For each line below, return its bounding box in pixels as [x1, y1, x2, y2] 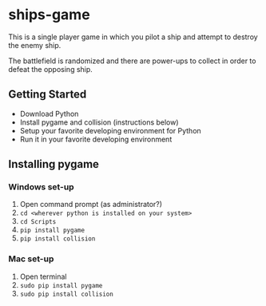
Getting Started [8, 88, 87, 101]
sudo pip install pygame [19, 281, 103, 289]
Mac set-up [8, 253, 54, 264]
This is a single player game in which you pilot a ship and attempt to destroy [8, 32, 258, 42]
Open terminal [19, 272, 67, 281]
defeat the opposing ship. [8, 64, 93, 74]
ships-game [8, 6, 90, 24]
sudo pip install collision [19, 290, 113, 298]
